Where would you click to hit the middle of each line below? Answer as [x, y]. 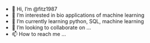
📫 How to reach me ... [39, 34]
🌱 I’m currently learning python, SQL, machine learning [78, 21]
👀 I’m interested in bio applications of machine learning [78, 15]
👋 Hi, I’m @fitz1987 [34, 9]
